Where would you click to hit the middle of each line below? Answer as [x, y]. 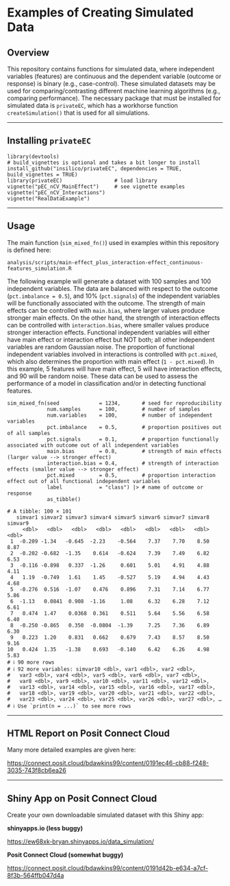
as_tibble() [64, 499]
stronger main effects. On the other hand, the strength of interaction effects [114, 318]
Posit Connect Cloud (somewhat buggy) [65, 855]
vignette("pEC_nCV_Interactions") [56, 193]
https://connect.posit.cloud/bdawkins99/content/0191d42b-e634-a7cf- [108, 868]
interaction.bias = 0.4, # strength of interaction [133, 463]
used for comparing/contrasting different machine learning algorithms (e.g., [114, 91]
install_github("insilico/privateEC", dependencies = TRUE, [95, 168]
